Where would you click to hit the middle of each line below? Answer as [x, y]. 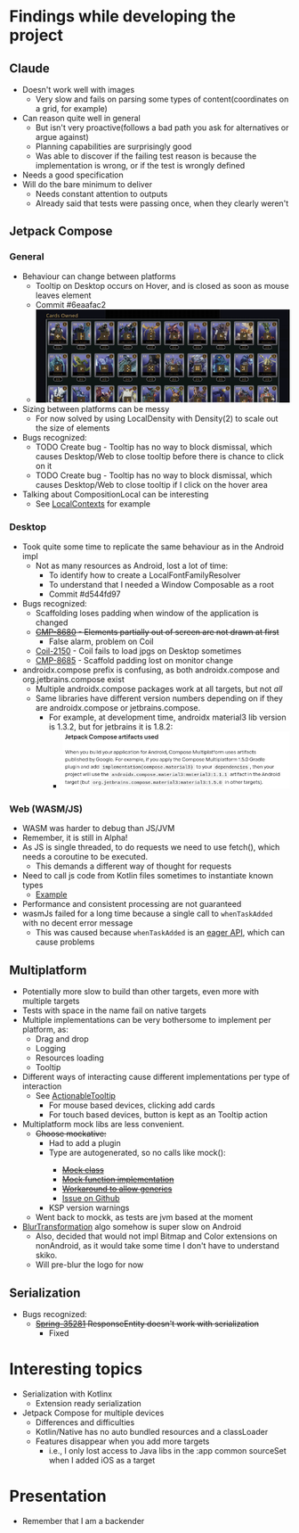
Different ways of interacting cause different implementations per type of [156, 1077]
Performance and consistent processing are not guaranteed [132, 904]
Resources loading [69, 1058]
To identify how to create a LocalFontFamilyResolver [145, 575]
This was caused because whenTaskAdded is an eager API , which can [160, 933]
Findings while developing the [122, 16]
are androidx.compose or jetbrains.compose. [118, 707]
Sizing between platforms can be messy [96, 409]
